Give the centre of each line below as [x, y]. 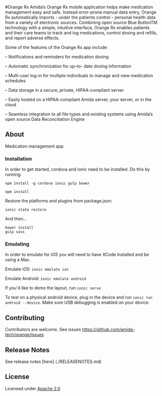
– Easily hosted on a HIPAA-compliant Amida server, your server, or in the [78, 99]
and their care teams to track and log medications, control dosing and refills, [81, 33]
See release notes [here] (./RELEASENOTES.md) [53, 362]
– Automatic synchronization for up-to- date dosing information [68, 66]
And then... [16, 219]
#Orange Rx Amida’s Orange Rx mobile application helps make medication [79, 7]
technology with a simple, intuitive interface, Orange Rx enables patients [77, 28]
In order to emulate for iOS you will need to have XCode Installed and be [77, 255]
